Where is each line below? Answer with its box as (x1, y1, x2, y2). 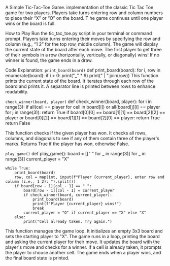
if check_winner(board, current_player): (23, 192, 113, 197)
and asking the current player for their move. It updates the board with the (5, 239, 160, 245)
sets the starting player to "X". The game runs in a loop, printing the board (5, 234, 160, 239)
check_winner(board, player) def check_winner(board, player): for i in (5, 98, 152, 105)
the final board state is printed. (5, 255, 70, 261)
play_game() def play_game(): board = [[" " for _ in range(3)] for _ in (5, 151, 146, 156)
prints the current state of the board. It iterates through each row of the (5, 78, 154, 84)
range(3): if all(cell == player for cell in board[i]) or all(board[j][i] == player (5, 104, 160, 110)
